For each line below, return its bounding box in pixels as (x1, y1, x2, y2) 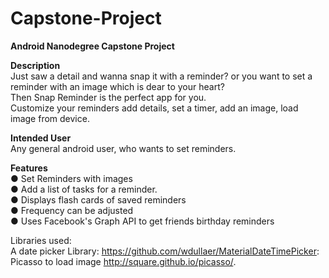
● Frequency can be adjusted (10, 204, 134, 216)
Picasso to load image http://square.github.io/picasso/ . (10, 255, 237, 267)
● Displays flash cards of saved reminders (10, 193, 187, 206)
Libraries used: (10, 234, 72, 246)
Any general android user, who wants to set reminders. (10, 142, 237, 154)
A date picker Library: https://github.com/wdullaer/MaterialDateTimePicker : (10, 245, 320, 257)
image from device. (10, 112, 90, 124)
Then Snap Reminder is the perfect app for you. (10, 91, 207, 103)
